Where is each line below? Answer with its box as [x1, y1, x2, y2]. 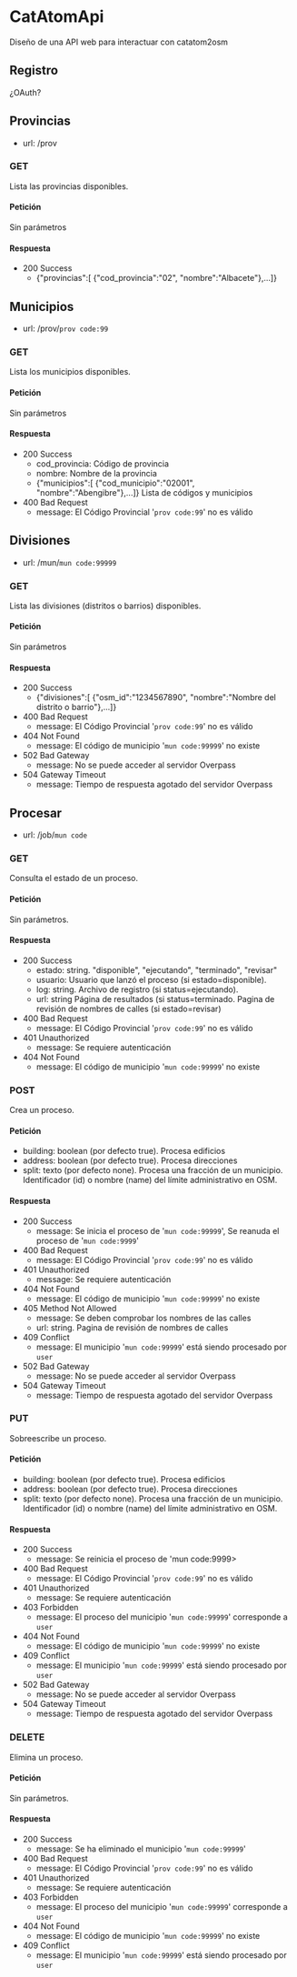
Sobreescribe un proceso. [9, 1432, 107, 1443]
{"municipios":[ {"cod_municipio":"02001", [35, 477, 195, 488]
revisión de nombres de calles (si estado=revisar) [35, 1003, 222, 1014]
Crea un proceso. [9, 1105, 74, 1116]
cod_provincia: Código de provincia [35, 457, 170, 469]
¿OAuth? [9, 86, 42, 97]
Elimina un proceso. [9, 1751, 84, 1762]
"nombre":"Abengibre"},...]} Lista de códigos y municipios [35, 487, 253, 497]
